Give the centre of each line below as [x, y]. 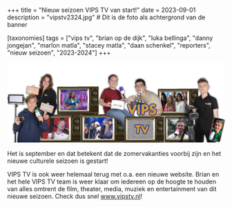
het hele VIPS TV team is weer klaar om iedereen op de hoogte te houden [112, 181]
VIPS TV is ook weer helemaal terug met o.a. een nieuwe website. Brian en [113, 175]
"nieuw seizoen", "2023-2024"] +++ [59, 52]
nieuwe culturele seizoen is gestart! [58, 161]
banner [17, 24]
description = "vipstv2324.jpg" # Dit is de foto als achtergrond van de [106, 17]
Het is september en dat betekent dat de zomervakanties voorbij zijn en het [114, 154]
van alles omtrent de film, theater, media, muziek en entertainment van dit [112, 189]
